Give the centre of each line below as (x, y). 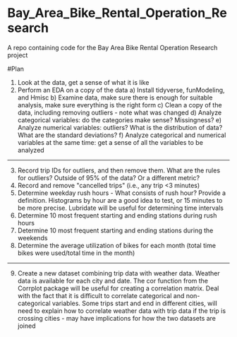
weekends (32, 237)
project (18, 55)
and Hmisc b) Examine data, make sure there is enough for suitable (115, 97)
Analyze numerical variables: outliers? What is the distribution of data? (120, 127)
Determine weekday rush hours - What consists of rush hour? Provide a (122, 193)
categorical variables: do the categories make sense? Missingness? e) (120, 120)
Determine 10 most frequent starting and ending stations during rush (117, 215)
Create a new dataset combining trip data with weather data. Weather (119, 273)
